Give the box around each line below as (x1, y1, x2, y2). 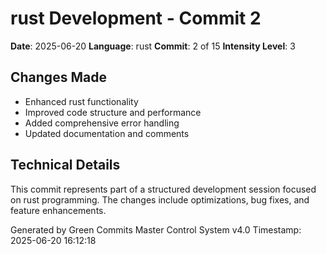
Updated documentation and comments (24, 127, 190, 139)
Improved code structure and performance (24, 106, 202, 118)
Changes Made (10, 69, 107, 86)
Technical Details (10, 157, 121, 174)
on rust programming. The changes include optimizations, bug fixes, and (10, 193, 310, 206)
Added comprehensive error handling (24, 117, 180, 129)
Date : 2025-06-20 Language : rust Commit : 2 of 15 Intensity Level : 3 (10, 40, 296, 52)
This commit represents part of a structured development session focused (10, 183, 317, 195)
